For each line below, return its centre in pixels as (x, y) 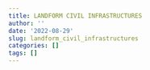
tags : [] (23, 53)
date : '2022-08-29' (41, 31)
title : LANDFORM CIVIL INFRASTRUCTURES (75, 16)
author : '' (27, 23)
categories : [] (34, 46)
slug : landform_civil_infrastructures (73, 38)
